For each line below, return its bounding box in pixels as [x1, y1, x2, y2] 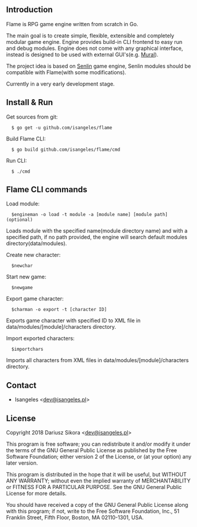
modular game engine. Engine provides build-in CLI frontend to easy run [6, 38, 182, 45]
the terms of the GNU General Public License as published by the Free [6, 447, 177, 454]
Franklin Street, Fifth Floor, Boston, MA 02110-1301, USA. [6, 514, 144, 521]
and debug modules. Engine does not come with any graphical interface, [6, 45, 183, 52]
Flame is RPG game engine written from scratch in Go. [6, 20, 138, 27]
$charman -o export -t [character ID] [11, 307, 108, 313]
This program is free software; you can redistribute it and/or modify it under [6, 440, 191, 447]
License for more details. [6, 490, 67, 497]
